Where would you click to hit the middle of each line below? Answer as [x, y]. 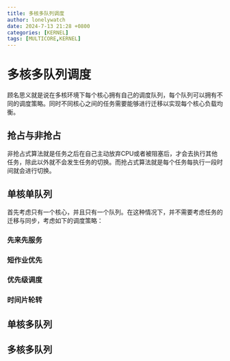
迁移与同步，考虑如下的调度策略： [55, 220]
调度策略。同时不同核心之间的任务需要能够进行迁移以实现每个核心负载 [118, 104]
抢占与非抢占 [34, 136]
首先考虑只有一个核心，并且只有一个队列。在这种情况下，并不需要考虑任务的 [115, 212]
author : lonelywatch [37, 20]
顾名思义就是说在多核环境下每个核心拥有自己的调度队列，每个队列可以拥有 [112, 95]
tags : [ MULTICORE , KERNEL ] [44, 39]
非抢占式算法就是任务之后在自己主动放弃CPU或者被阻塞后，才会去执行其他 [112, 153]
